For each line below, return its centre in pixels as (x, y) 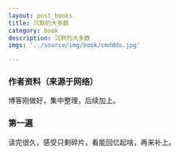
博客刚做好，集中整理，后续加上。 (64, 101)
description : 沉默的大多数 (49, 38)
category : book (33, 30)
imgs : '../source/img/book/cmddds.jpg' (74, 45)
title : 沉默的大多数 (39, 23)
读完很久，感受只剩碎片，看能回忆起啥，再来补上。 (92, 142)
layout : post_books (41, 16)
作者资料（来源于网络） (53, 82)
